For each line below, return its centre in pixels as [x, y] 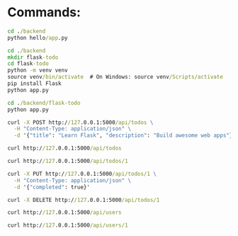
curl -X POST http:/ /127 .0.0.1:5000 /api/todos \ [80, 122]
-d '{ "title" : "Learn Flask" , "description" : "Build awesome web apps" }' [125, 135]
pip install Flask [34, 84]
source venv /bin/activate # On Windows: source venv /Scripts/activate [115, 77]
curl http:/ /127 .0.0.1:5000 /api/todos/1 [68, 161]
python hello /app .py [38, 38]
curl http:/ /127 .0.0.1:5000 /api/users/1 [68, 225]
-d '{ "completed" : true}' [52, 187]
